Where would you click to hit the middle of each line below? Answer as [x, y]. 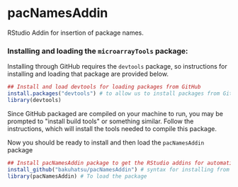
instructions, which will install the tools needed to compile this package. [112, 128]
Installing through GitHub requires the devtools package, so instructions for [118, 67]
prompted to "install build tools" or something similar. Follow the [101, 121]
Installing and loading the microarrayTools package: [98, 51]
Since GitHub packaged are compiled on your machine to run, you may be [115, 113]
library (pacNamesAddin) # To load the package [77, 176]
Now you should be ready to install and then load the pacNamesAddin [106, 142]
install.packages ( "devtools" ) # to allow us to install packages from [114, 93]
